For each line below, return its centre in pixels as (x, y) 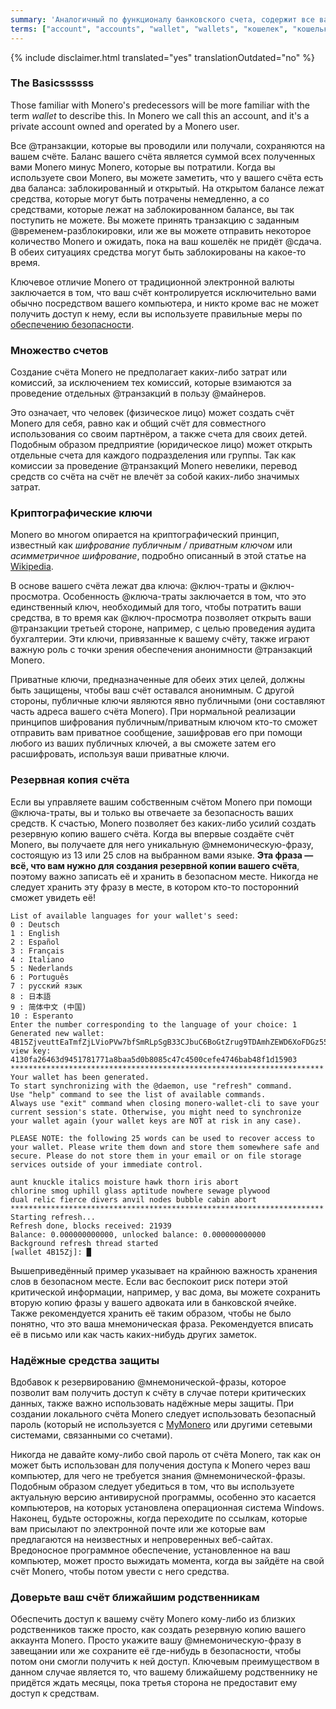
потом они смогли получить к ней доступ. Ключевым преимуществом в (165, 1662)
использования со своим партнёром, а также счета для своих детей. (159, 434)
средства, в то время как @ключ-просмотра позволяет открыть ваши (161, 618)
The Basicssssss (52, 83)
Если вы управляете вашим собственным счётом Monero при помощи (161, 802)
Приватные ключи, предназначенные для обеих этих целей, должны (158, 680)
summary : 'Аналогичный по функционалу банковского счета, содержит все (162, 19)
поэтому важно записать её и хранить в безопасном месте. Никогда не (164, 876)
